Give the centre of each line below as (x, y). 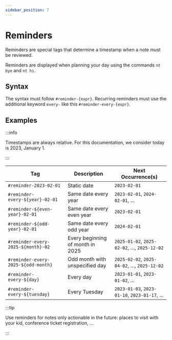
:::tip (10, 308)
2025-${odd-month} (30, 265)
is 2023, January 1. (25, 148)
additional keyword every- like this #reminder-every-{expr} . (68, 104)
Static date (80, 186)
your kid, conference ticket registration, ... (49, 323)
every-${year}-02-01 (33, 200)
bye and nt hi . (20, 70)
